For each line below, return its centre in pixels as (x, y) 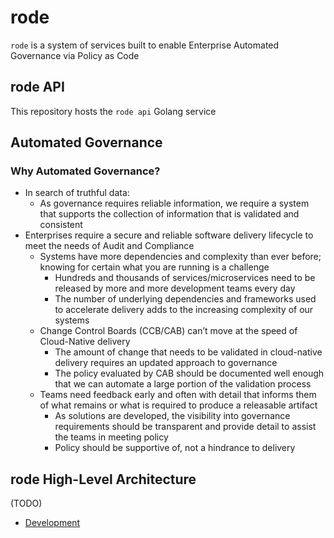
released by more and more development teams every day (175, 288)
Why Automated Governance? (85, 171)
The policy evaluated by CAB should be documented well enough (189, 373)
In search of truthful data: (77, 193)
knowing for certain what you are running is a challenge (154, 267)
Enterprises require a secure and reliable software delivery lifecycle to (169, 235)
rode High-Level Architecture (103, 479)
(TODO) (26, 503)
